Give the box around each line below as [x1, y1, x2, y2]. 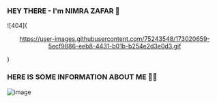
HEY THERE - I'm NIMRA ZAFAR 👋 [7, 6, 120, 16]
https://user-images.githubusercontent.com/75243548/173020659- [19, 35, 210, 43]
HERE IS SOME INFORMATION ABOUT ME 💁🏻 [7, 72, 158, 82]
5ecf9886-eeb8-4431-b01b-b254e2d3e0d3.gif [48, 42, 182, 50]
